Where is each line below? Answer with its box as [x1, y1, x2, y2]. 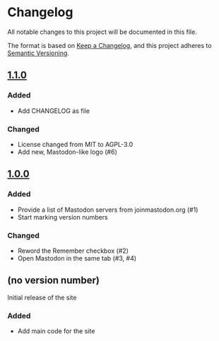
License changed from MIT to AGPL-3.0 [17, 140, 134, 148]
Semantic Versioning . [7, 49, 69, 57]
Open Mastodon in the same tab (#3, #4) [17, 253, 136, 262]
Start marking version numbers [17, 213, 108, 221]
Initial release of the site [7, 293, 77, 301]
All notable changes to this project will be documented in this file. [7, 28, 198, 36]
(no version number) [7, 275, 100, 287]
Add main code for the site [17, 327, 95, 335]
